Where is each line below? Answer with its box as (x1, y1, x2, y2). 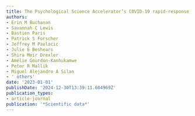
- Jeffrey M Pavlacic (6, 42, 59, 47)
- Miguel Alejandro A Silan (6, 69, 75, 74)
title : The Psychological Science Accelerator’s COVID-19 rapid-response (6, 8, 190, 15)
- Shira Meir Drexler (6, 52, 59, 58)
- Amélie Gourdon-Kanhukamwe (6, 57, 77, 63)
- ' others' (6, 74, 35, 80)
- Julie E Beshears (6, 47, 54, 53)
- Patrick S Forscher (6, 36, 59, 42)
